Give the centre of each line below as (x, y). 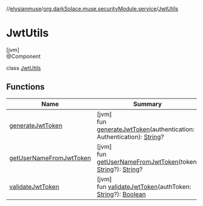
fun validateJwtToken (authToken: (144, 187)
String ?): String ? (120, 169)
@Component (24, 56)
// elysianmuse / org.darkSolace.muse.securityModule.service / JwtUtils (92, 9)
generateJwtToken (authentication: (146, 129)
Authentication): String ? (130, 137)
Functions (26, 87)
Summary (147, 104)
